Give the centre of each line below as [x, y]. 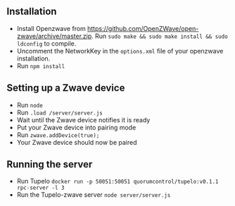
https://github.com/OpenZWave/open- [143, 28]
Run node [30, 105]
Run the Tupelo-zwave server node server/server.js [94, 195]
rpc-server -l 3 [40, 188]
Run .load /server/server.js [59, 112]
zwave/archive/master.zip [54, 36]
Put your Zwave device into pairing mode [76, 127]
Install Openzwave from [51, 28]
